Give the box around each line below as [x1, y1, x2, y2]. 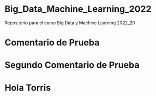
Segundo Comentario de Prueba [4, 60, 140, 71]
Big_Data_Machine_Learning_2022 [4, 3, 152, 15]
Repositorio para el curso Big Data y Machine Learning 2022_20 [4, 20, 136, 26]
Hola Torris [4, 82, 51, 93]
